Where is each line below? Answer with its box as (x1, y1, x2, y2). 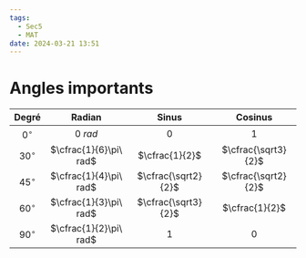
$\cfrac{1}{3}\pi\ (49, 195, 123, 208)
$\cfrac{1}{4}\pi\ (49, 170, 123, 182)
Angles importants (9, 78, 154, 98)
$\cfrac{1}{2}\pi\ (49, 222, 123, 234)
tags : (9, 13, 30, 23)
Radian (71, 111, 102, 124)
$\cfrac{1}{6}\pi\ (49, 143, 123, 156)
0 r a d (74, 127, 98, 139)
